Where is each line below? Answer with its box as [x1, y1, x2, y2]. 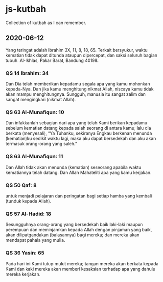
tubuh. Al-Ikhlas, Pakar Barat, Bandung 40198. [5, 57, 99, 63]
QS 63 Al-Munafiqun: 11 [5, 153, 63, 160]
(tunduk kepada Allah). [5, 198, 51, 204]
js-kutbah [5, 3, 46, 15]
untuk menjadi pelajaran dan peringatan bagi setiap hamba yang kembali [5, 193, 152, 198]
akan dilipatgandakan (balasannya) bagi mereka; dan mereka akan [5, 232, 140, 238]
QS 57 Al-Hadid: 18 [5, 210, 51, 217]
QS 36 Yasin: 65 [5, 250, 45, 256]
